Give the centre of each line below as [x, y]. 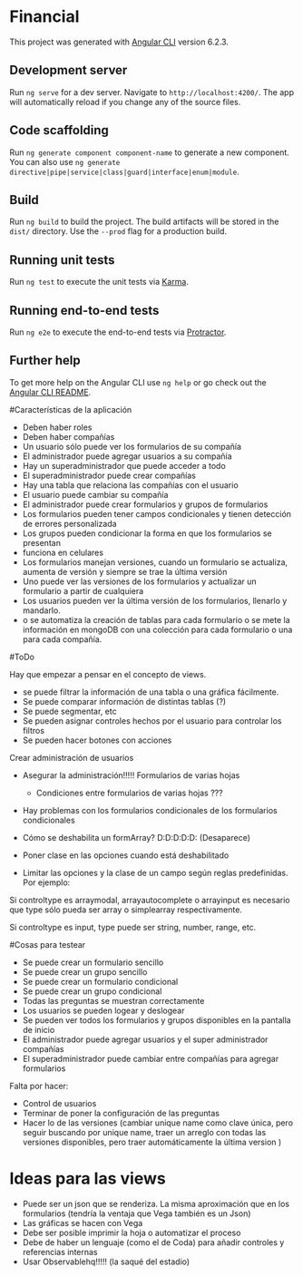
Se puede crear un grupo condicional [92, 991]
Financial [44, 17]
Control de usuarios [59, 1103]
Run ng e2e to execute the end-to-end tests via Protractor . [118, 332]
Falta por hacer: [39, 1086]
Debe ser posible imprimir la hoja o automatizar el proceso [132, 1232]
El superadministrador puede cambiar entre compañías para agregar [151, 1058]
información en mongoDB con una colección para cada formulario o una [157, 629]
